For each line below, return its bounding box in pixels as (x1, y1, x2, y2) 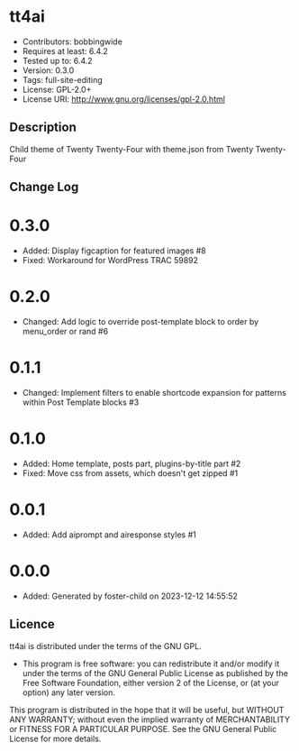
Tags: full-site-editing (22, 74, 104, 85)
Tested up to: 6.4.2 (22, 55, 93, 66)
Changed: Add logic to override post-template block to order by (22, 316, 259, 327)
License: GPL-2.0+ (22, 84, 92, 95)
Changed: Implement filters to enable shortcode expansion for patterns (22, 387, 286, 398)
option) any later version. (22, 687, 115, 698)
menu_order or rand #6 (22, 326, 109, 337)
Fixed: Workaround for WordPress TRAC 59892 (22, 255, 199, 266)
